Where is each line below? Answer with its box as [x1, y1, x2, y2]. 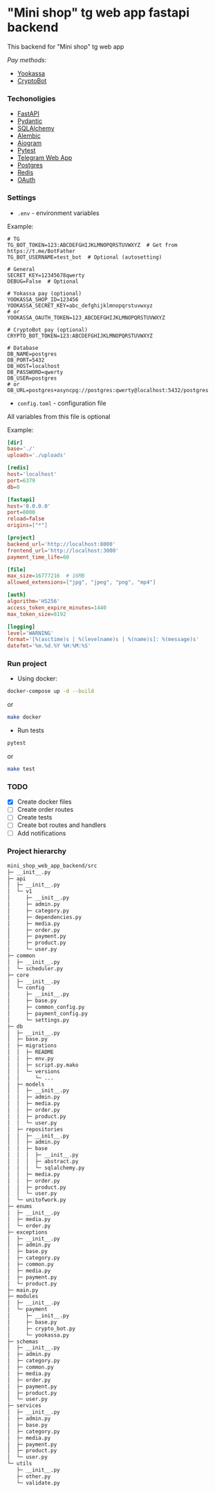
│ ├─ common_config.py [7, 1004, 85, 1011]
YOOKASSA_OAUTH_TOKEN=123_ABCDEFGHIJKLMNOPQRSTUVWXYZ [7, 314, 166, 321]
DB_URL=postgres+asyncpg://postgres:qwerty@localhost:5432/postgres [7, 387, 209, 393]
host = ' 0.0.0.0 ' [7, 503, 51, 510]
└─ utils [7, 1460, 32, 1467]
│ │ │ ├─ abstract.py [7, 1158, 79, 1165]
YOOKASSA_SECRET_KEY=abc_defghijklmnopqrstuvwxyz [7, 302, 153, 309]
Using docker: [17, 674, 57, 683]
